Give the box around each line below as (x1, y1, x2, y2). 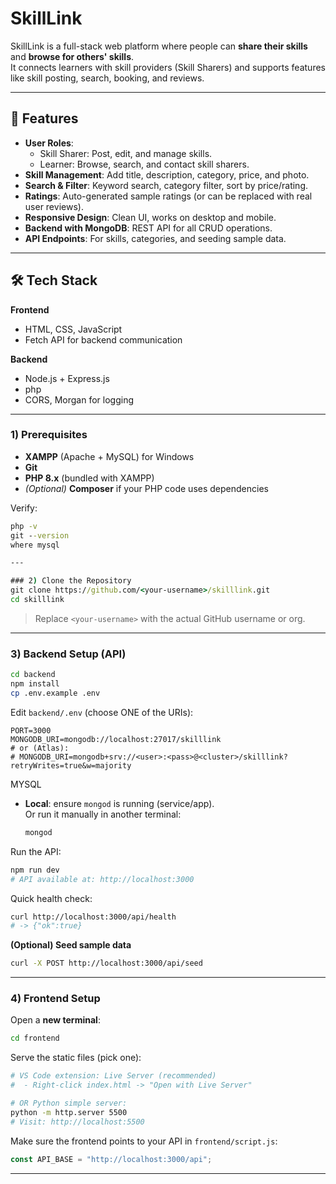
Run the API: (10, 845, 62, 857)
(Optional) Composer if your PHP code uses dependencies (24, 482, 269, 494)
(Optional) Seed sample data (10, 939, 132, 951)
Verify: (10, 502, 38, 514)
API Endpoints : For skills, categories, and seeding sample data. (24, 232, 287, 244)
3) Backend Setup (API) (10, 647, 127, 661)
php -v (10, 521, 38, 531)
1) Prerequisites (10, 428, 88, 442)
